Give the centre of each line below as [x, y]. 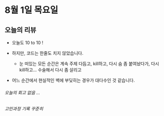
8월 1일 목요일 [31, 10]
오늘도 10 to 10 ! [27, 43]
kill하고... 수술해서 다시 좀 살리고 [50, 70]
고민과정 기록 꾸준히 [24, 109]
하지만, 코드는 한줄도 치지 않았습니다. [48, 53]
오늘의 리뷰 [21, 30]
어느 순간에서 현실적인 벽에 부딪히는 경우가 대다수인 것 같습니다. [73, 80]
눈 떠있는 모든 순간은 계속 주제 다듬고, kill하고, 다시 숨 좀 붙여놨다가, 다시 [89, 64]
